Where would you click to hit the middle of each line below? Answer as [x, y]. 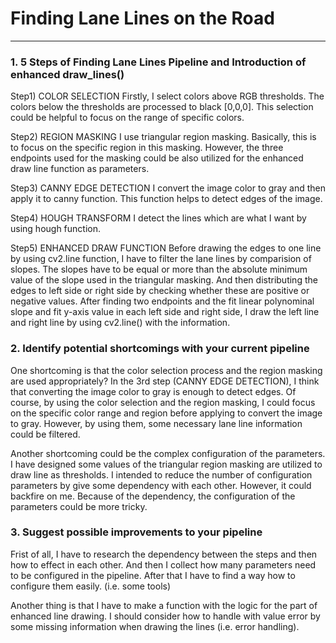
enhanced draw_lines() [67, 74]
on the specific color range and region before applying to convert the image [166, 413]
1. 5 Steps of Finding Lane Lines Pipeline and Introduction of [158, 62]
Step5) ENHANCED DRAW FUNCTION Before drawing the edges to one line [166, 248]
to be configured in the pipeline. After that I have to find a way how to [153, 575]
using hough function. [56, 229]
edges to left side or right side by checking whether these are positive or [160, 291]
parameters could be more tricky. [79, 506]
